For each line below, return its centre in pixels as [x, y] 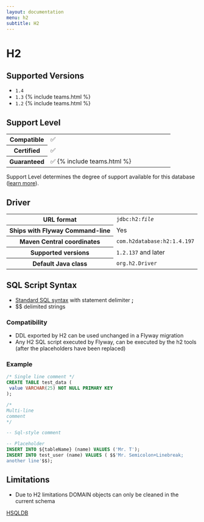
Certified [27, 151]
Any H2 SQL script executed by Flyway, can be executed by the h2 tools [106, 342]
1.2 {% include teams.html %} [53, 104]
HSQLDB [17, 513]
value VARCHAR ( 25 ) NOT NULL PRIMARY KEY [61, 388]
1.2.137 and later [141, 252]
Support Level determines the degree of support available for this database [101, 177]
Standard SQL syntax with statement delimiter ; [74, 300]
